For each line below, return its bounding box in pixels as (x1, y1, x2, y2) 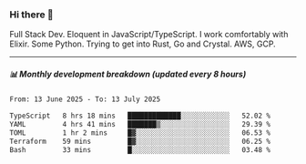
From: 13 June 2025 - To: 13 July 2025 (9, 95, 161, 104)
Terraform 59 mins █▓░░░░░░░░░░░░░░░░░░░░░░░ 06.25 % (9, 137, 271, 146)
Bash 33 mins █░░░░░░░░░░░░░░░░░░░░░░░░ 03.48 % (9, 145, 271, 154)
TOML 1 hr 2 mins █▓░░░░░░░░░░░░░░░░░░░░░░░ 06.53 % (9, 128, 271, 138)
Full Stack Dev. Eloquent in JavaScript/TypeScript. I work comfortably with (9, 29, 289, 40)
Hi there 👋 (9, 8, 55, 21)
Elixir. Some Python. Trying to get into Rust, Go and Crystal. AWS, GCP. (9, 38, 276, 49)
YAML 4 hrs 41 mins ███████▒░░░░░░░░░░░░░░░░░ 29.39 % (9, 120, 271, 129)
